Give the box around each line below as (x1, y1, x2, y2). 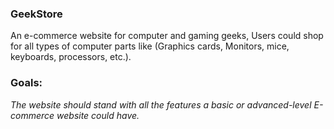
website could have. (56, 109, 140, 121)
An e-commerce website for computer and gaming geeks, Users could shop (10, 30, 324, 42)
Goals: (10, 76, 43, 90)
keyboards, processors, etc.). (10, 51, 132, 63)
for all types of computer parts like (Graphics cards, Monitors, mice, (10, 40, 290, 52)
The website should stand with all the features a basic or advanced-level (10, 98, 312, 111)
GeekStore (10, 7, 63, 21)
